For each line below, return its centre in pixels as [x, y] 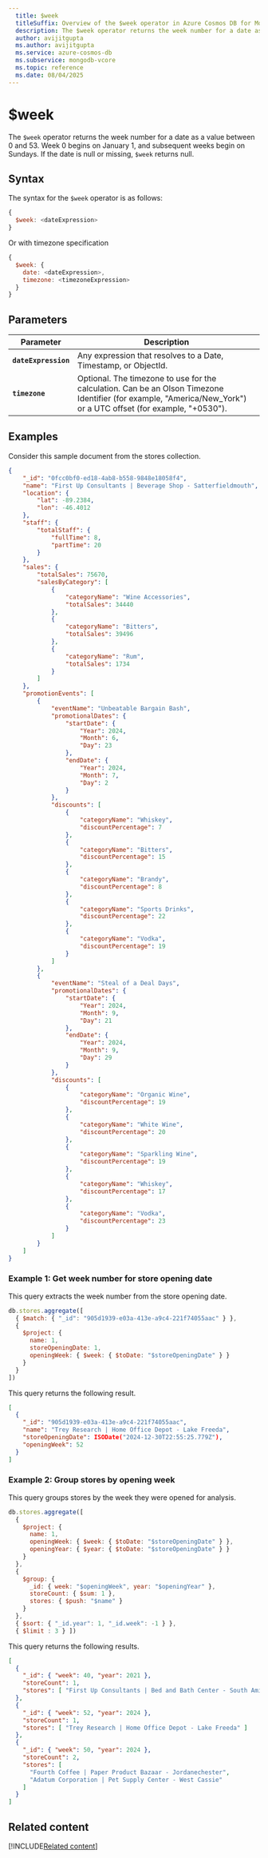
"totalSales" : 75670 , [73, 575]
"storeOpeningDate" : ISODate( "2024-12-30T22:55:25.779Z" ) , [123, 1438]
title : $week [37, 16]
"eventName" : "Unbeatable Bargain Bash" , [121, 708]
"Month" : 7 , [99, 775]
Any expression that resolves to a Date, [150, 356]
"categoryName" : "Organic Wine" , [135, 1095]
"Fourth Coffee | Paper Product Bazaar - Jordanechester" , [129, 1772]
